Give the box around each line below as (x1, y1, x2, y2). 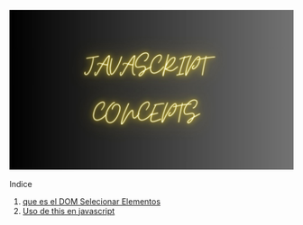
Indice (9, 178, 33, 189)
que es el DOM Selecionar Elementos (22, 195, 161, 207)
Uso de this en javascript (22, 205, 115, 216)
